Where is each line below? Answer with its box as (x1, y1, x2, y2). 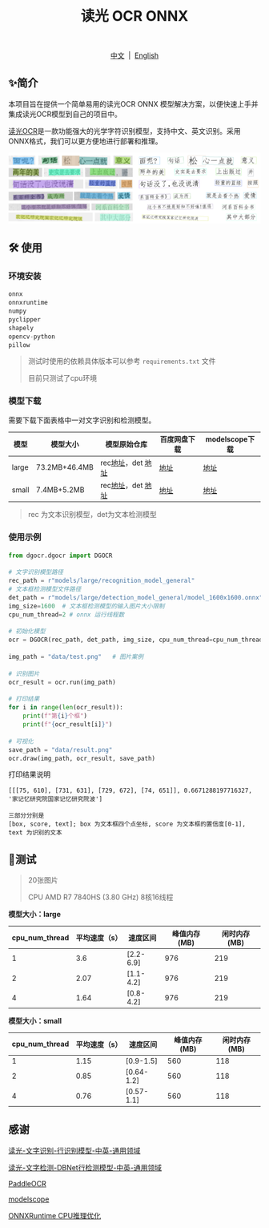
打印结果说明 (8, 770, 50, 779)
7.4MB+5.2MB (35, 485, 85, 495)
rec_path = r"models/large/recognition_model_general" (8, 577, 195, 585)
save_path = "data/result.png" (8, 745, 113, 753)
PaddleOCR (8, 1178, 46, 1188)
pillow (8, 341, 30, 349)
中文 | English (110, 50, 159, 60)
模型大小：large (8, 910, 62, 919)
